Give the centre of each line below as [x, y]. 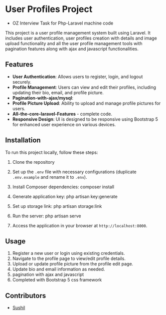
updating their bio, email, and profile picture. [58, 92]
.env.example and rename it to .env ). [50, 177]
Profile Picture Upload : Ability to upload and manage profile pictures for [86, 103]
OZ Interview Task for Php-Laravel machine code [63, 23]
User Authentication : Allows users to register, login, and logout [78, 77]
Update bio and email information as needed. [59, 269]
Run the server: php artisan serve [47, 216]
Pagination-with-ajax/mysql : [43, 98]
